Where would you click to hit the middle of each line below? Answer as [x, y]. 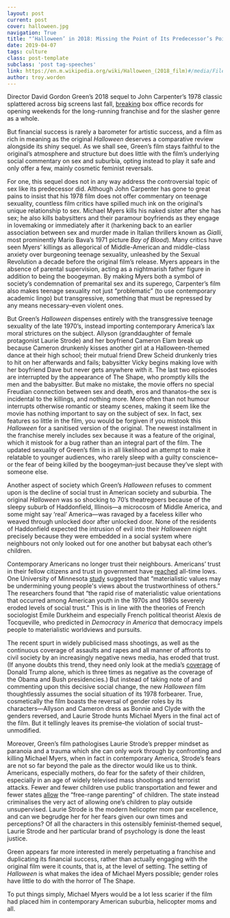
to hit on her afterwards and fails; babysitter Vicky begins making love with [112, 363]
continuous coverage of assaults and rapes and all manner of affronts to [109, 650]
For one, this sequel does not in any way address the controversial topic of [112, 182]
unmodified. [24, 731]
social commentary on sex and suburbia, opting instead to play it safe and [111, 161]
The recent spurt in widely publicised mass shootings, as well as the [103, 643]
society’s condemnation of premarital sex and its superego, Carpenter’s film [114, 284]
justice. [17, 838]
